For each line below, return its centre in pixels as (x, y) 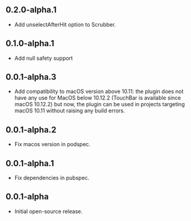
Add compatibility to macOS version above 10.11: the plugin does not (99, 91)
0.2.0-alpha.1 (31, 10)
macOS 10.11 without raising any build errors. (70, 110)
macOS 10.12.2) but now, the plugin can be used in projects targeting (99, 104)
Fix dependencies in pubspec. (52, 178)
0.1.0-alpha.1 (30, 44)
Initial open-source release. (48, 211)
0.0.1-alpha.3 (31, 77)
